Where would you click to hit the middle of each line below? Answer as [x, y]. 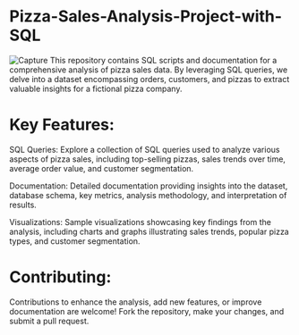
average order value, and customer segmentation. [102, 168]
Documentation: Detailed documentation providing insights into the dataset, [149, 186]
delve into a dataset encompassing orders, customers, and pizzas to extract [149, 79]
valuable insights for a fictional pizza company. [96, 88]
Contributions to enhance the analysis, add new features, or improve [136, 302]
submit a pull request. [49, 321]
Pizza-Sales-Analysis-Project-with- [146, 17]
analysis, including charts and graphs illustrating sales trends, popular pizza [149, 231]
